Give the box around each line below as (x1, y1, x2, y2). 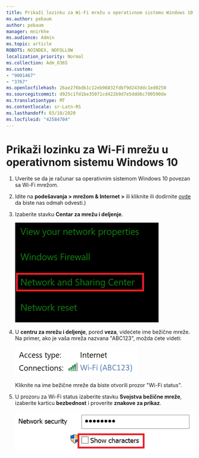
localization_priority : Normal (6, 54, 84, 60)
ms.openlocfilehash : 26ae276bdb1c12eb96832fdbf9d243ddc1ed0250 (6, 85, 167, 91)
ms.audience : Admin (6, 35, 55, 41)
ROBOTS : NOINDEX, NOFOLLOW (6, 48, 73, 54)
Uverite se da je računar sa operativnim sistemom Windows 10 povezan (14, 175, 191, 182)
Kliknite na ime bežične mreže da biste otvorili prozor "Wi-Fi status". (14, 382, 182, 389)
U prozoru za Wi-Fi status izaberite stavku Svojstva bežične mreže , (14, 393, 182, 400)
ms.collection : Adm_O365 (6, 60, 68, 66)
